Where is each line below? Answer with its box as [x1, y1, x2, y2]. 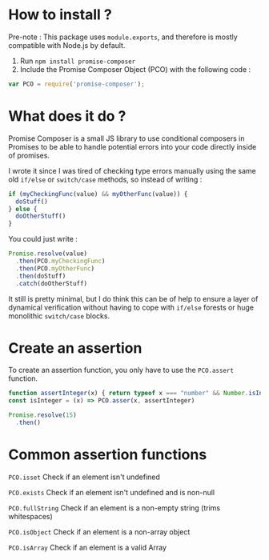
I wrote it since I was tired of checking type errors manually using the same [8, 166, 256, 175]
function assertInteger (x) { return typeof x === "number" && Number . [8, 390, 249, 398]
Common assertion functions [8, 446, 207, 464]
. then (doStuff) [15, 272, 66, 280]
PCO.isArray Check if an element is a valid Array [8, 542, 167, 552]
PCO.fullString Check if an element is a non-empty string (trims [8, 502, 221, 513]
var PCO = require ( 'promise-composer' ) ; [8, 80, 146, 88]
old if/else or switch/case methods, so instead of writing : [8, 174, 203, 184]
